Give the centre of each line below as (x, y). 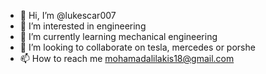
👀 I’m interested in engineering (83, 26)
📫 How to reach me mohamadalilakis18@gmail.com (127, 58)
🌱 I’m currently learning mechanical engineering (118, 36)
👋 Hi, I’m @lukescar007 (68, 15)
